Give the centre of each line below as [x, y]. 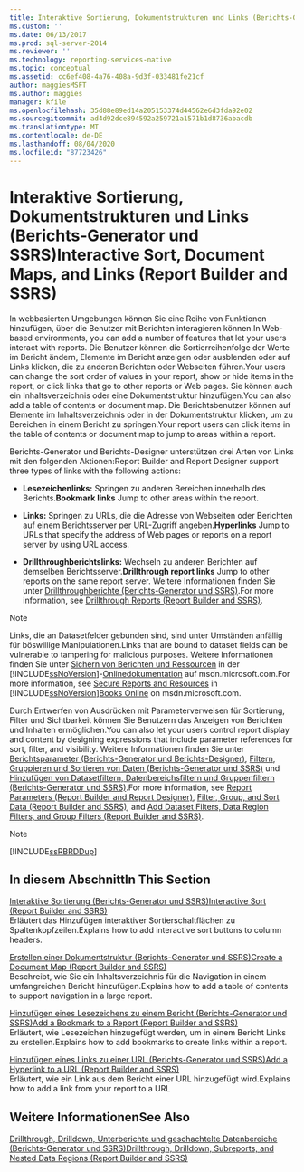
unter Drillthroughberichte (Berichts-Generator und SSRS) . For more [148, 590]
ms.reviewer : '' [40, 52]
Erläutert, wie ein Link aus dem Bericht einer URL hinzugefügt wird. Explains [150, 1079]
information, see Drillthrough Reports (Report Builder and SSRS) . [142, 600]
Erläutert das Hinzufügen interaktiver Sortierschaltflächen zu [123, 920]
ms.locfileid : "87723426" [58, 152]
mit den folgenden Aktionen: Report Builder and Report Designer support [144, 461]
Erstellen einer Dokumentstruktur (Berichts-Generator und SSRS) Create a [146, 958]
